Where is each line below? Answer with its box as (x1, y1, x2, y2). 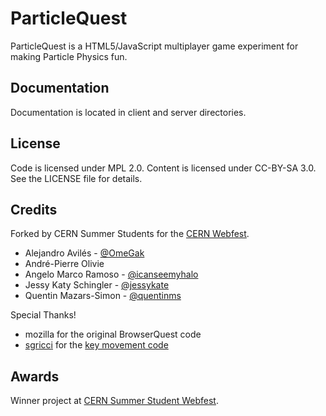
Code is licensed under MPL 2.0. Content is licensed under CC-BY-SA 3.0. (10, 162, 317, 174)
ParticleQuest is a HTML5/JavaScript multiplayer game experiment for (10, 40, 299, 52)
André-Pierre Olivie (24, 258, 105, 270)
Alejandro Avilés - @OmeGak (24, 247, 145, 259)
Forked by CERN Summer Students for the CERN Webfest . (10, 228, 250, 240)
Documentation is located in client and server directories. (10, 106, 247, 118)
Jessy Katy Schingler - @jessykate (24, 279, 170, 291)
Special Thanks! (10, 309, 77, 321)
